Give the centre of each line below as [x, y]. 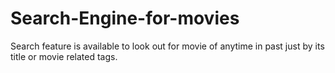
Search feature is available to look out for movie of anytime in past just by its [167, 46]
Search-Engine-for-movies [125, 18]
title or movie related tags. [64, 56]
